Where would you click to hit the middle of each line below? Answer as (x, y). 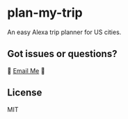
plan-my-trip (45, 13)
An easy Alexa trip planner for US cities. (64, 32)
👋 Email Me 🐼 (26, 70)
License (25, 93)
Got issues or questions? (62, 54)
